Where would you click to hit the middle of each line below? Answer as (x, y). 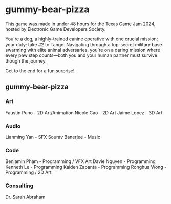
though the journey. (26, 60)
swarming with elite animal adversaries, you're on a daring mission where (83, 50)
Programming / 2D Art (29, 172)
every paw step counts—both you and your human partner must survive (81, 55)
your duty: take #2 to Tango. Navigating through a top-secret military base (84, 44)
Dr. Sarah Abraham (25, 197)
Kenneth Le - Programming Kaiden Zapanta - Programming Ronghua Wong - (86, 167)
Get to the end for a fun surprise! (40, 71)
